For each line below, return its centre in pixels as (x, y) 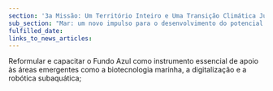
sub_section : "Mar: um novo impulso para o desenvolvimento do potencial (136, 23)
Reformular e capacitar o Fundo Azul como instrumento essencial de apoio (133, 61)
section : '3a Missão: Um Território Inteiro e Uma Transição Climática (132, 16)
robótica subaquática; (45, 78)
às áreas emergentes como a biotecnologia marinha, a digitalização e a (128, 70)
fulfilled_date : (36, 31)
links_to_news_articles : (50, 38)
